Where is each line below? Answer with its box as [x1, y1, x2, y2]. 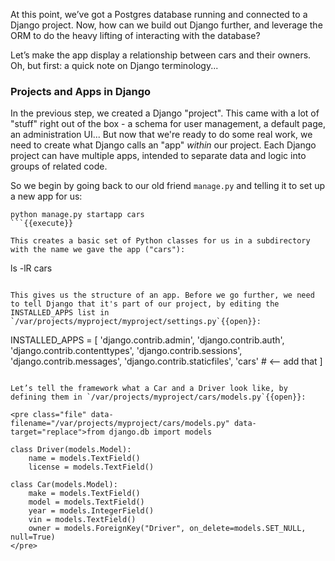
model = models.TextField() [28, 497, 145, 508]
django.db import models [108, 427, 213, 438]
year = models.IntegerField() [28, 506, 155, 516]
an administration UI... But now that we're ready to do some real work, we [10, 129, 313, 141]
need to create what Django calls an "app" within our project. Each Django [10, 139, 317, 151]
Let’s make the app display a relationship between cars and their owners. [10, 49, 312, 61]
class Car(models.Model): [10, 480, 118, 490]
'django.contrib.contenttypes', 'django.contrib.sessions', [10, 345, 243, 357]
